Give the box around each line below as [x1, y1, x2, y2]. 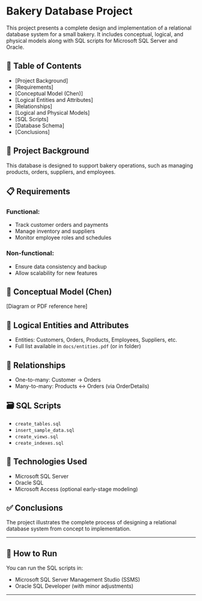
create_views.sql [14, 433, 59, 440]
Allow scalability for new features [14, 269, 98, 276]
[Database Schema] [14, 122, 65, 129]
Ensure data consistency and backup [14, 262, 107, 270]
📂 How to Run [6, 548, 58, 559]
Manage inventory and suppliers [14, 227, 95, 235]
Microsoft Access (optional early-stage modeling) [14, 485, 138, 492]
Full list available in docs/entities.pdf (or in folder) [14, 343, 141, 350]
